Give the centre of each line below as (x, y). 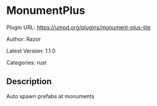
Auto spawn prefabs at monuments (50, 96)
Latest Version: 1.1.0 (31, 51)
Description (29, 81)
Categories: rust (26, 62)
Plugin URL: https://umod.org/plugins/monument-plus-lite (78, 27)
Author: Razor (24, 39)
